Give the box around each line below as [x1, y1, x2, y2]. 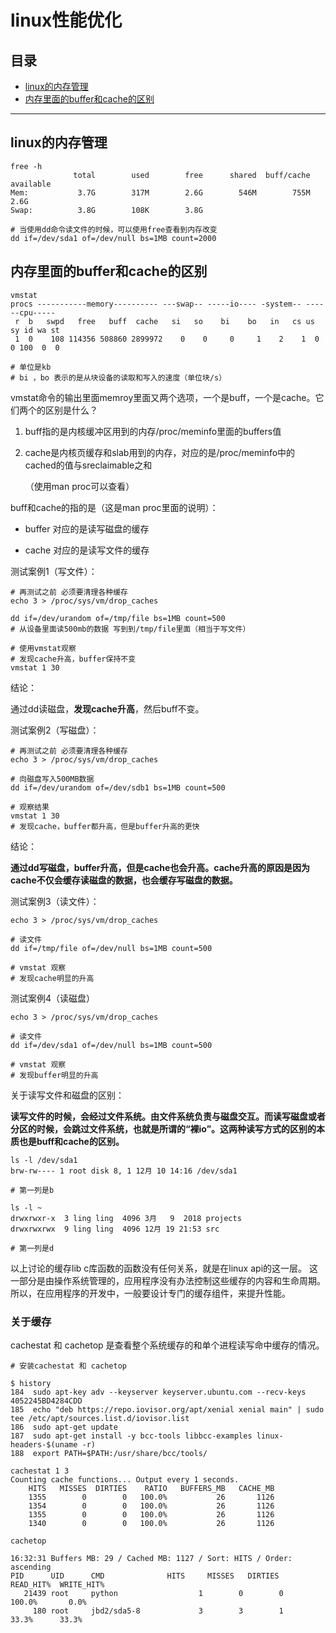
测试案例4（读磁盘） [10, 992, 96, 1004]
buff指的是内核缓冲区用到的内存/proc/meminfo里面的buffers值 [24, 425, 282, 437]
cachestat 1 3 [10, 1466, 70, 1476]
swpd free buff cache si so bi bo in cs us [46, 316, 315, 326]
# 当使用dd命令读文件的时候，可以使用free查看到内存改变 [10, 224, 218, 235]
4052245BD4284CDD [10, 1396, 83, 1406]
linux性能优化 [10, 9, 123, 32]
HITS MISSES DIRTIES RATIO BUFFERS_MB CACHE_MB [28, 1483, 275, 1493]
